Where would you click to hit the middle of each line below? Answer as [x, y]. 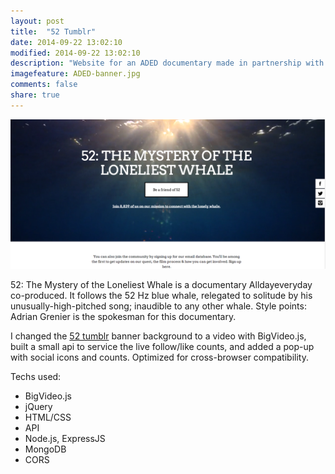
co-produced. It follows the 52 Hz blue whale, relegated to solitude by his [161, 295]
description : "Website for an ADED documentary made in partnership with [167, 63]
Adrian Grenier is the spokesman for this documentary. [123, 316]
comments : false [44, 85]
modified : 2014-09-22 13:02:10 [75, 53]
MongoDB [45, 449]
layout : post [37, 21]
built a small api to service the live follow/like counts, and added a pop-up [162, 346]
